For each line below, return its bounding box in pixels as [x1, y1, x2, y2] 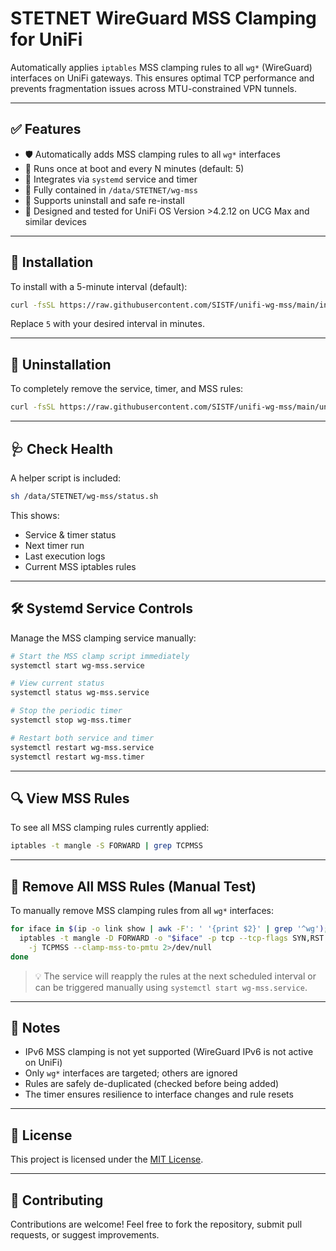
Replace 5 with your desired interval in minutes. [10, 318, 205, 330]
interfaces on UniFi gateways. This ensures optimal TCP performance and [10, 72, 315, 84]
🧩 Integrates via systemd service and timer [24, 173, 198, 185]
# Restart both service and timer [10, 733, 155, 743]
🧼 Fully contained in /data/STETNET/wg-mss [24, 183, 198, 196]
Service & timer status [24, 528, 117, 541]
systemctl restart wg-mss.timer [10, 752, 145, 762]
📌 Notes [10, 1019, 61, 1036]
